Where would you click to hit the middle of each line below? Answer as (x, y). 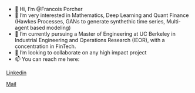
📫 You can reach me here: (47, 59)
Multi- (174, 21)
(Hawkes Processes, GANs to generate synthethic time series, (90, 21)
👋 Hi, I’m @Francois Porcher (48, 9)
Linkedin (16, 73)
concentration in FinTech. (45, 46)
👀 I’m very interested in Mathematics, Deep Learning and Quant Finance (102, 15)
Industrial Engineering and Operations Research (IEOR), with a (90, 40)
